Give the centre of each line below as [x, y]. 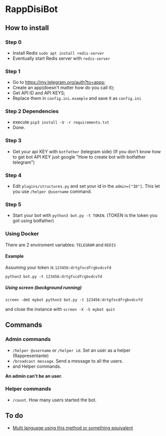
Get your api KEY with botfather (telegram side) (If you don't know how [87, 151]
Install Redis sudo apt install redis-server [58, 53]
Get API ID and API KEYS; [39, 93]
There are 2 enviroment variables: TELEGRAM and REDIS [61, 245]
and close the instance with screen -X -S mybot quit [60, 309]
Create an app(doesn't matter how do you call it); [63, 88]
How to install [27, 28]
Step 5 [13, 204]
